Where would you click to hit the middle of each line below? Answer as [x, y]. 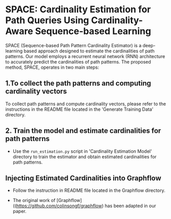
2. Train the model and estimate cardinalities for [83, 131]
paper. [19, 211]
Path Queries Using [47, 20]
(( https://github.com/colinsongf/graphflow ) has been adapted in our [84, 206]
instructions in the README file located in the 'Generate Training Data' [79, 109]
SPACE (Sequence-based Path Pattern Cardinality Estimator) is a [73, 45]
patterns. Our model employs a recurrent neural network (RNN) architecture [85, 56]
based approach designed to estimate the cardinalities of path [89, 51]
